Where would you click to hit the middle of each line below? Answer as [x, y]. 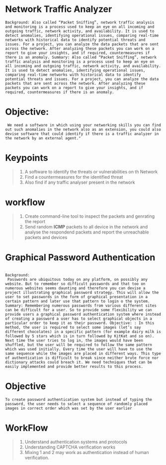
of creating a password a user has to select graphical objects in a [79, 319]
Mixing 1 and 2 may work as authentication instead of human [87, 452]
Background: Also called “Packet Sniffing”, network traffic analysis [80, 22]
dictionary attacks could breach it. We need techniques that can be [79, 362]
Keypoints [27, 158]
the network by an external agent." [43, 138]
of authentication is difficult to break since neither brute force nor [82, 358]
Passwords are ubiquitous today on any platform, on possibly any [78, 279]
